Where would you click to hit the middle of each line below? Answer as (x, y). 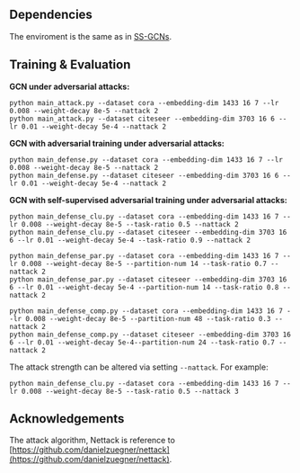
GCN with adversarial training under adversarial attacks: (117, 143)
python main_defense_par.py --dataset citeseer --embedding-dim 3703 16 (148, 279)
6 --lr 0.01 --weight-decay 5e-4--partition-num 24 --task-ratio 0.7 (142, 342)
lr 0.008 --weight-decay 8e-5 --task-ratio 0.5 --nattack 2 (124, 224)
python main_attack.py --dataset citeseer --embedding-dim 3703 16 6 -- (148, 119)
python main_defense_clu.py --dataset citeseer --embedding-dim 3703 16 (148, 232)
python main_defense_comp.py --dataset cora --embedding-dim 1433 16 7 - (150, 311)
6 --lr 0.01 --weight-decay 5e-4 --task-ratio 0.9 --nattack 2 (130, 240)
